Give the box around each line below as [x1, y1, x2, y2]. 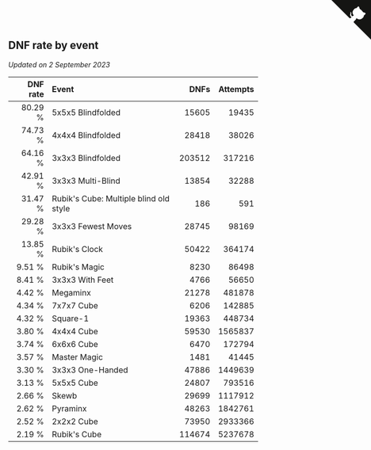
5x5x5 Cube [51, 377, 99, 388]
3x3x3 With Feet [51, 274, 114, 285]
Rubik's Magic [51, 261, 105, 273]
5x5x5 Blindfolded [51, 107, 121, 118]
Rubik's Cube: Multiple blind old [51, 193, 170, 204]
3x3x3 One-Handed [51, 364, 128, 376]
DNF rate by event [8, 39, 99, 52]
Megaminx [51, 287, 91, 298]
